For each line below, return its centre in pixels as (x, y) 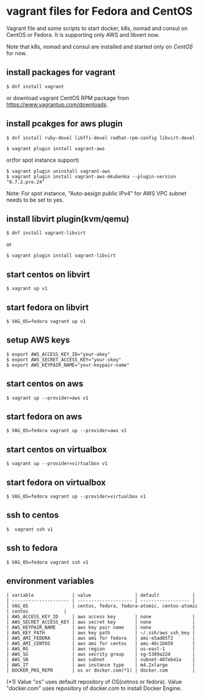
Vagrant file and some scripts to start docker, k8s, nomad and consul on (97, 28)
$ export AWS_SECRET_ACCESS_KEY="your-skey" (64, 360)
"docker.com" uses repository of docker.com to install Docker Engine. (94, 688)
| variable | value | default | (101, 595)
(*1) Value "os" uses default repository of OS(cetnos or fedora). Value (94, 681)
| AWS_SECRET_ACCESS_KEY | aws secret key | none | (101, 622)
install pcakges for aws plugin (65, 124)
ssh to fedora (32, 548)
